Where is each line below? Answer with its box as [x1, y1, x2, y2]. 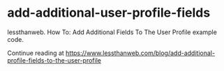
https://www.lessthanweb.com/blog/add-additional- [65, 49, 215, 57]
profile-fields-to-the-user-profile [7, 56, 101, 64]
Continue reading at [7, 49, 64, 57]
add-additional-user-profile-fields [7, 5, 211, 21]
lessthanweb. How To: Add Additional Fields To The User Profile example [7, 28, 218, 36]
